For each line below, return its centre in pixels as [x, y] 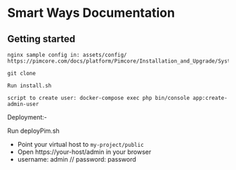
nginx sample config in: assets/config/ [67, 55]
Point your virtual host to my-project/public [80, 144]
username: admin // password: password [77, 159]
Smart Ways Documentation [91, 13]
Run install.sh [29, 86]
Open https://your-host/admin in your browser [84, 152]
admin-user [23, 104]
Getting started [41, 39]
